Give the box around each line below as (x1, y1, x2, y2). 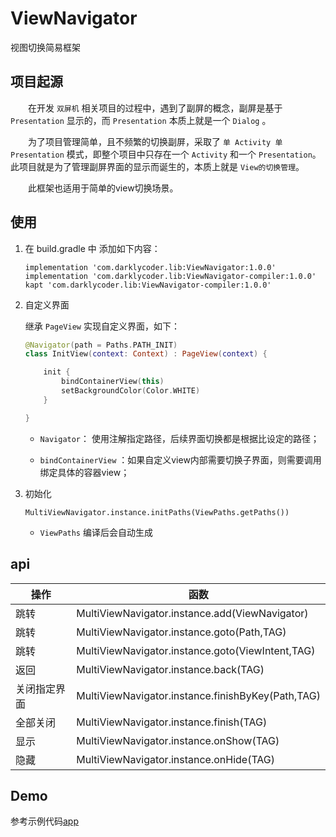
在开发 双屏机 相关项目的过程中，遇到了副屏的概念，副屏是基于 (28, 102, 283, 114)
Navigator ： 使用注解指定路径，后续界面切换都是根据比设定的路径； (39, 432, 320, 444)
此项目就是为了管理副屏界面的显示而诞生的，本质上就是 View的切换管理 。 (10, 160, 305, 172)
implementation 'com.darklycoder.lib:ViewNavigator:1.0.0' (24, 262, 277, 272)
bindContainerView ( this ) (61, 377, 165, 387)
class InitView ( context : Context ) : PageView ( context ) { (24, 349, 268, 359)
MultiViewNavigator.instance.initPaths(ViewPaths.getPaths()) (24, 507, 290, 517)
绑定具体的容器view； (39, 466, 130, 478)
